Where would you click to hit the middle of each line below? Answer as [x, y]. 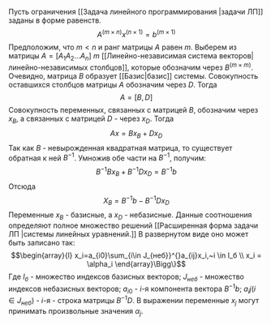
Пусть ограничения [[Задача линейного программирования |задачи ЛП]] [136, 12]
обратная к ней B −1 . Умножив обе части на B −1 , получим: [108, 157]
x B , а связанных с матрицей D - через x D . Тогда [91, 119]
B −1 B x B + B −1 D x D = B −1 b [136, 172]
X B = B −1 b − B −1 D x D [136, 201]
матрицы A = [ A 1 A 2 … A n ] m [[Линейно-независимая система [113, 56]
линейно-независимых [48, 67]
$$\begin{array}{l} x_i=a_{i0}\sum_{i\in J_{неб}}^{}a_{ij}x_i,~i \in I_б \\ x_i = [136, 255]
